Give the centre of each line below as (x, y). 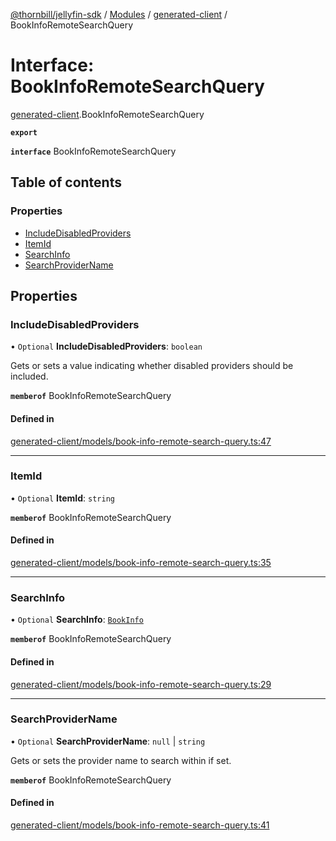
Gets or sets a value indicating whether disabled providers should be (152, 366)
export (24, 132)
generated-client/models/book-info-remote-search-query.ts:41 (140, 825)
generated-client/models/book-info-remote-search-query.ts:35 (141, 563)
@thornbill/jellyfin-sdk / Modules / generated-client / (119, 14)
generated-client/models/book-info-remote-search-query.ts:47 (141, 441)
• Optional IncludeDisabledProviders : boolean (106, 346)
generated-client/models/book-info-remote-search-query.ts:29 (141, 684)
